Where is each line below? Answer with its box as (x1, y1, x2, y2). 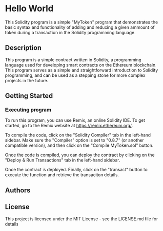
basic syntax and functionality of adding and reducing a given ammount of (5, 24, 155, 30)
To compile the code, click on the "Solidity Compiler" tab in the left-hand (5, 132, 151, 138)
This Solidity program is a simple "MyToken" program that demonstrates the (5, 19, 158, 25)
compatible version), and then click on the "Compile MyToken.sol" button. (5, 142, 154, 148)
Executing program (5, 106, 52, 113)
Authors (5, 186, 31, 194)
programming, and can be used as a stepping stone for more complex (5, 72, 145, 78)
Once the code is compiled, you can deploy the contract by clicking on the (5, 152, 155, 158)
